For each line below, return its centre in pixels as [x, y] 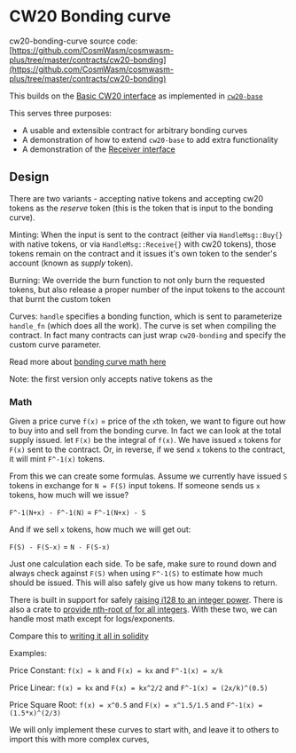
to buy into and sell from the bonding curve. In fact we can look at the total [145, 431]
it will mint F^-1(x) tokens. [57, 459]
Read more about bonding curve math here [88, 361]
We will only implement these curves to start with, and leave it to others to [144, 730]
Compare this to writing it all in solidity [79, 636]
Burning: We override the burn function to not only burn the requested [137, 280]
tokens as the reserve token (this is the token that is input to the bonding [141, 208]
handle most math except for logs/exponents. [92, 619]
